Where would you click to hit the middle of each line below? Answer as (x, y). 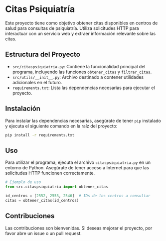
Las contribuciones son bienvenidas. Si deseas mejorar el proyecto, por (79, 228)
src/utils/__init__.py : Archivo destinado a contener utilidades (78, 77)
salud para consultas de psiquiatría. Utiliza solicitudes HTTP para (72, 28)
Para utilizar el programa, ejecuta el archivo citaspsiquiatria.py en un (78, 162)
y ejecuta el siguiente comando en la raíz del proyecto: (61, 126)
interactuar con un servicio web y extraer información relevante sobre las (81, 33)
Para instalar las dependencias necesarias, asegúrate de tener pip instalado (83, 120)
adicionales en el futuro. (37, 82)
